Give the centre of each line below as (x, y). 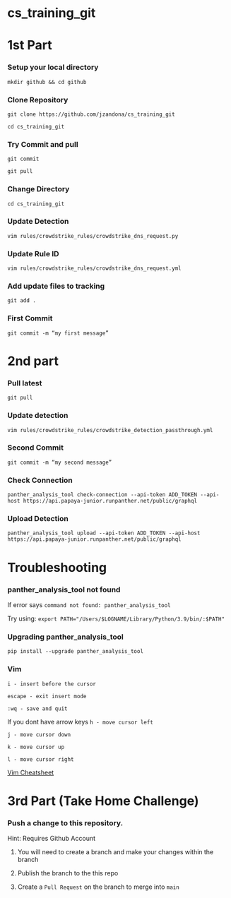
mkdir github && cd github (47, 82)
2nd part (33, 361)
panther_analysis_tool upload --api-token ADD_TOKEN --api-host (104, 533)
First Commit (30, 318)
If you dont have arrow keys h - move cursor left (81, 722)
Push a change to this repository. (65, 822)
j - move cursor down (39, 735)
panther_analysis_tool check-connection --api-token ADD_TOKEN (102, 495)
